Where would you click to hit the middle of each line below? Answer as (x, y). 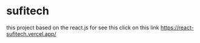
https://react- (177, 27)
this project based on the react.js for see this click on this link (83, 27)
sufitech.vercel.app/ (31, 33)
